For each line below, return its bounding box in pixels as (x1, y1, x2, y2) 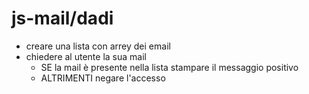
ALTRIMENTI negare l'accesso (40, 72, 166, 84)
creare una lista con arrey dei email (25, 40, 171, 52)
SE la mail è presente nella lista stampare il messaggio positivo (40, 61, 299, 73)
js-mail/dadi (11, 7, 114, 30)
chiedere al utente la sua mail (25, 50, 147, 62)
